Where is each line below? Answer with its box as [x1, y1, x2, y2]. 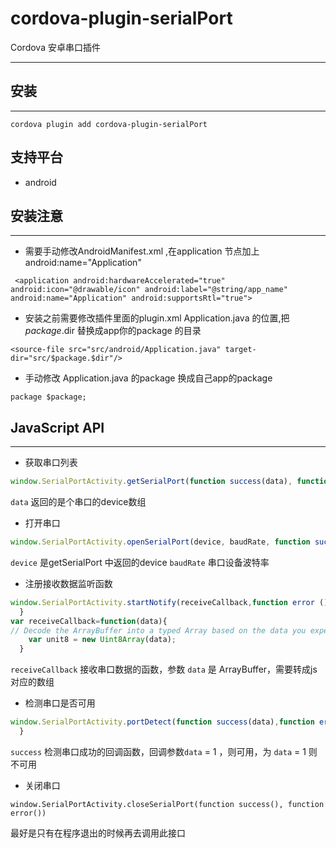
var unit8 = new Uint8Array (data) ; [28, 635, 177, 645]
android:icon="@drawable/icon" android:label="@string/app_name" [10, 285, 288, 295]
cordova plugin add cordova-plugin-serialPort [10, 119, 208, 129]
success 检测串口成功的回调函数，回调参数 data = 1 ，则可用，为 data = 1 [10, 745, 307, 757]
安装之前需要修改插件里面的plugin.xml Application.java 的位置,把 [24, 312, 290, 324]
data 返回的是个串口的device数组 [10, 496, 147, 508]
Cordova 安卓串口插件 [10, 41, 101, 53]
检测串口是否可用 [24, 697, 96, 709]
